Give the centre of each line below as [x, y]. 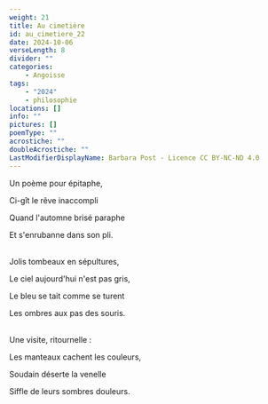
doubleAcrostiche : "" [49, 149]
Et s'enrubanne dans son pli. [61, 234]
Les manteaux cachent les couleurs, [75, 357]
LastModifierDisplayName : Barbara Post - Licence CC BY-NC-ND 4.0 [134, 158]
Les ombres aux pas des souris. [67, 313]
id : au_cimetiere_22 [47, 34]
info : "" [25, 116]
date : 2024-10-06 [41, 42]
